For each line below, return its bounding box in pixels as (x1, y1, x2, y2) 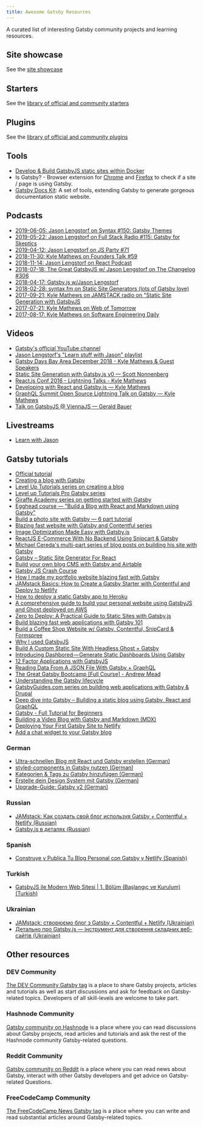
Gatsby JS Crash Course (15, 567, 77, 575)
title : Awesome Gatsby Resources (6, 9, 91, 15)
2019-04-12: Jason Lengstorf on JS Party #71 (15, 246, 129, 253)
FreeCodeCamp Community (6, 1093, 91, 1101)
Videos (6, 328, 34, 339)
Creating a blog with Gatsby (15, 477, 85, 484)
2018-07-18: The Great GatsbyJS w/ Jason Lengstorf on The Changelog (15, 265, 196, 272)
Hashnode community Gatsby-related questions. (6, 1036, 128, 1044)
